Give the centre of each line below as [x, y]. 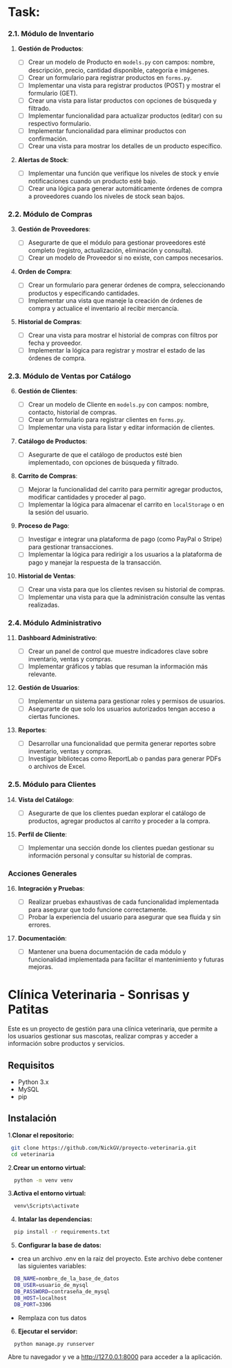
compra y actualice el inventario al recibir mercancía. [103, 308]
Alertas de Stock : [43, 159]
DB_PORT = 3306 [33, 1304]
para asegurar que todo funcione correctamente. [98, 910]
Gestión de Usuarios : [49, 688]
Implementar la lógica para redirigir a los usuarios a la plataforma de [125, 554]
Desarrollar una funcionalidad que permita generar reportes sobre [122, 744]
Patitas [28, 1010]
